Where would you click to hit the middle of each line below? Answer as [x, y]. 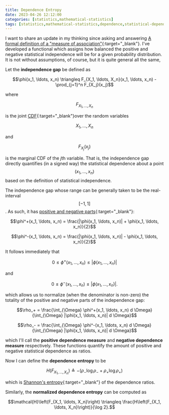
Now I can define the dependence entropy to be [56, 361]
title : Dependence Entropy [33, 10]
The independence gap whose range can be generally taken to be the [77, 190]
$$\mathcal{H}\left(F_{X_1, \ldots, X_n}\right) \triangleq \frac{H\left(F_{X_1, [84, 402]
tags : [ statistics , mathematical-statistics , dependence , [65, 24]
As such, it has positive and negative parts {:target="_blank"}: [71, 212]
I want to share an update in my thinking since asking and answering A [78, 38]
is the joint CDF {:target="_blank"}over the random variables [67, 116]
